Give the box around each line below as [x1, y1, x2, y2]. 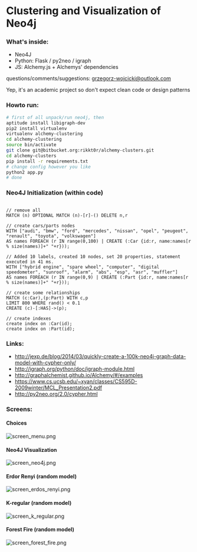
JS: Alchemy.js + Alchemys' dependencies [14, 64, 119, 71]
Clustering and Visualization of [6, 4, 161, 18]
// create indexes [6, 315, 51, 322]
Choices [6, 419, 27, 427]
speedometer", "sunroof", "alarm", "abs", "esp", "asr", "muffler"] [6, 269, 178, 275]
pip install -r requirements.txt [6, 158, 88, 164]
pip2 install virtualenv [6, 125, 67, 131]
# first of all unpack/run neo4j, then [6, 114, 104, 120]
